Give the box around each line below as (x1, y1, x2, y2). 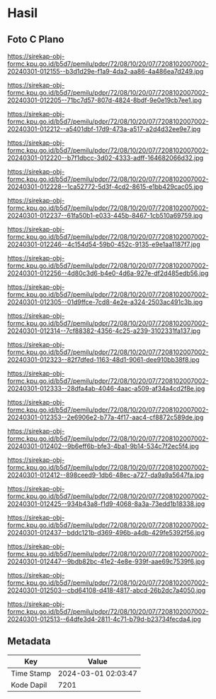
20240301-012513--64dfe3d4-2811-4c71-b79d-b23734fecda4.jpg (7, 615, 202, 623)
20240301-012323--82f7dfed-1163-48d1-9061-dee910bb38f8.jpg (7, 356, 200, 363)
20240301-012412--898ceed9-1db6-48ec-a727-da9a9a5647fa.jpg (7, 470, 204, 479)
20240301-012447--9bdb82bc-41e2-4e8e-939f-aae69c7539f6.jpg (7, 557, 205, 566)
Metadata (7, 635, 51, 647)
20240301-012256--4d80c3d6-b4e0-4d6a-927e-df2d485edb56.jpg (7, 269, 209, 277)
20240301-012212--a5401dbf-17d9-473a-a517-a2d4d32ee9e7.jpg (7, 125, 201, 133)
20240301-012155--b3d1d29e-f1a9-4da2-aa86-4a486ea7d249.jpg (7, 67, 204, 75)
